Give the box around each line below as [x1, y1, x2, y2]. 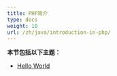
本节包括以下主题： [7, 48, 61, 56]
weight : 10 [7, 22, 38, 29]
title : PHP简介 [7, 9, 48, 17]
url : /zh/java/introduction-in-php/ [7, 28, 111, 36]
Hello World [16, 62, 50, 70]
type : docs [7, 16, 38, 23]
